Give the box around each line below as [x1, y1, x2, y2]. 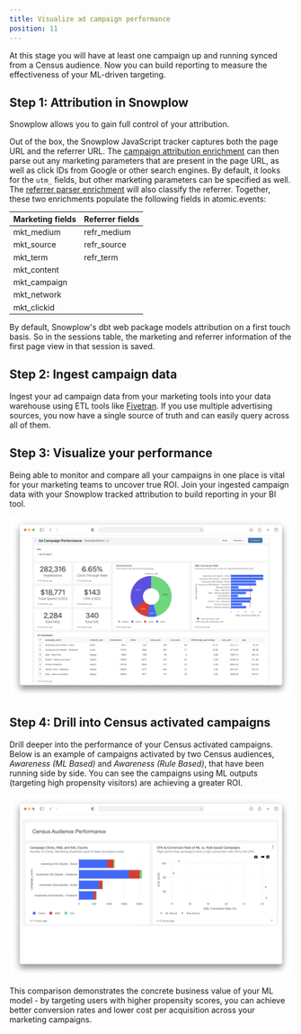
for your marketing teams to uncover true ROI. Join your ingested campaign [9, 479, 289, 490]
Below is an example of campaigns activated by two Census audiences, [9, 748, 275, 760]
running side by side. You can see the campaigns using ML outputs [9, 768, 258, 778]
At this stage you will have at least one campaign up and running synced [9, 49, 279, 60]
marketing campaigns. [9, 1014, 93, 1025]
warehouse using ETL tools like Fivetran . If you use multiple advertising [9, 400, 273, 411]
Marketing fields [13, 213, 76, 224]
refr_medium [84, 227, 132, 238]
